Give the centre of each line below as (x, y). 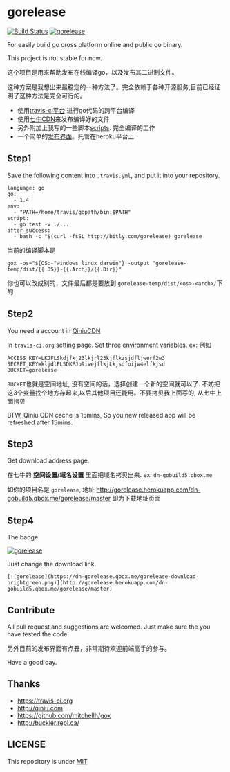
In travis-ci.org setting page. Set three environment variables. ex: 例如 (109, 345)
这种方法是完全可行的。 (52, 96)
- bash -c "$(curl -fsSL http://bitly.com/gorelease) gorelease (108, 236)
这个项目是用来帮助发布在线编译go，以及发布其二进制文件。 (93, 72)
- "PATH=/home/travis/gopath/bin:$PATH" (72, 212)
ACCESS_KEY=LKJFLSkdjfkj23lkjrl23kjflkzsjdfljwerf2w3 (86, 358)
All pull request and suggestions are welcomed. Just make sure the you (109, 627)
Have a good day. (32, 662)
